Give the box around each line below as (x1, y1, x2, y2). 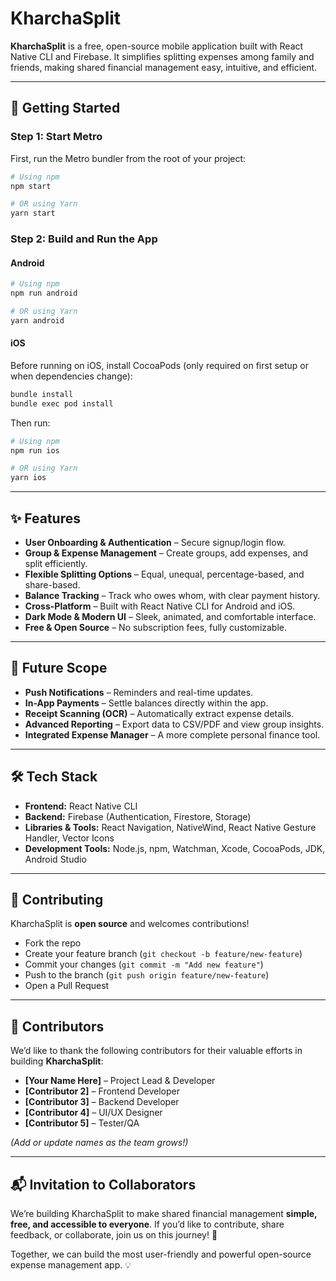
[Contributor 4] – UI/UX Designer (24, 1107, 163, 1119)
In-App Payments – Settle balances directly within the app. (24, 697, 269, 709)
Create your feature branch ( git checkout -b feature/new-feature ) (24, 948, 303, 960)
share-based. (24, 579, 81, 591)
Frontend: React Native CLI (24, 800, 138, 812)
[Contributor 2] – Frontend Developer (24, 1085, 181, 1097)
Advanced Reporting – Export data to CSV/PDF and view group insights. (24, 718, 325, 730)
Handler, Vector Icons (24, 832, 115, 844)
